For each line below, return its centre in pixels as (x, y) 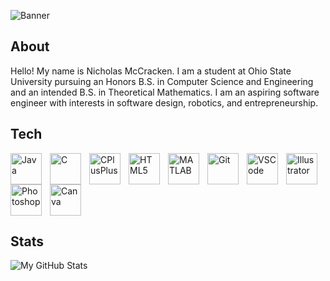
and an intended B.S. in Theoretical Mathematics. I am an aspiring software (165, 92)
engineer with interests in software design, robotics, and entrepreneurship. (164, 102)
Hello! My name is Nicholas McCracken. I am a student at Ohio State (151, 71)
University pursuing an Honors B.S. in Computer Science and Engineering (162, 81)
